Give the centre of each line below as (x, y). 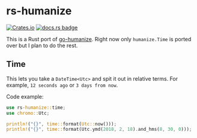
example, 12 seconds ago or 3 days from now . (62, 85)
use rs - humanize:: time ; (36, 108)
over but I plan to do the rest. (42, 45)
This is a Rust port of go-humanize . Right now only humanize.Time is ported (99, 39)
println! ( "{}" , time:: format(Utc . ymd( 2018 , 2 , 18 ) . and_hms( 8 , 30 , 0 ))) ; (99, 130)
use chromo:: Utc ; (28, 113)
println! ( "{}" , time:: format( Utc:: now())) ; (62, 124)
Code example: (25, 96)
